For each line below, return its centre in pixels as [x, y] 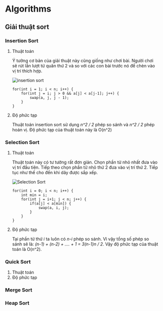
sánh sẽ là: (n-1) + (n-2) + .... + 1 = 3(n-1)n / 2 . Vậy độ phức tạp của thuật [85, 244]
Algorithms [28, 9]
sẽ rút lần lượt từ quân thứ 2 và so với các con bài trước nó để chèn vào [83, 65]
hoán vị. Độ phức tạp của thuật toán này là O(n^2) [62, 130]
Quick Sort [18, 262]
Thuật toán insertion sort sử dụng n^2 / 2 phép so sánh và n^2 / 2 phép [83, 124]
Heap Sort [17, 303]
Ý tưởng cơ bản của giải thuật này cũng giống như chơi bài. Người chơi [83, 60]
